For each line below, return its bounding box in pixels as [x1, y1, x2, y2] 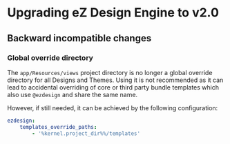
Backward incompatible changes [7, 32, 152, 44]
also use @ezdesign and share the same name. [7, 90, 138, 99]
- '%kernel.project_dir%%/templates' [32, 130, 140, 137]
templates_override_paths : [19, 123, 97, 130]
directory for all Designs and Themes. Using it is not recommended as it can [7, 76, 224, 84]
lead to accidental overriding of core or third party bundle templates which [7, 83, 220, 91]
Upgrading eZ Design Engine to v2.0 [7, 5, 220, 21]
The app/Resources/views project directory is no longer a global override [7, 68, 213, 76]
